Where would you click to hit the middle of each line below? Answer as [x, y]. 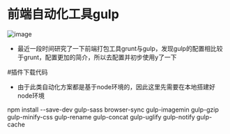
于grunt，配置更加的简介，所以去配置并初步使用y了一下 [97, 57]
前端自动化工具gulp [63, 14]
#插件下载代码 [28, 72]
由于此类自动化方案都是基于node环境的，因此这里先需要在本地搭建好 [116, 87]
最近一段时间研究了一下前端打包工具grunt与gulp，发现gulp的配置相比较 [120, 48]
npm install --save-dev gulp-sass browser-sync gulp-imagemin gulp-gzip [113, 110]
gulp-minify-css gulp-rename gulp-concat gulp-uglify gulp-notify [101, 117]
